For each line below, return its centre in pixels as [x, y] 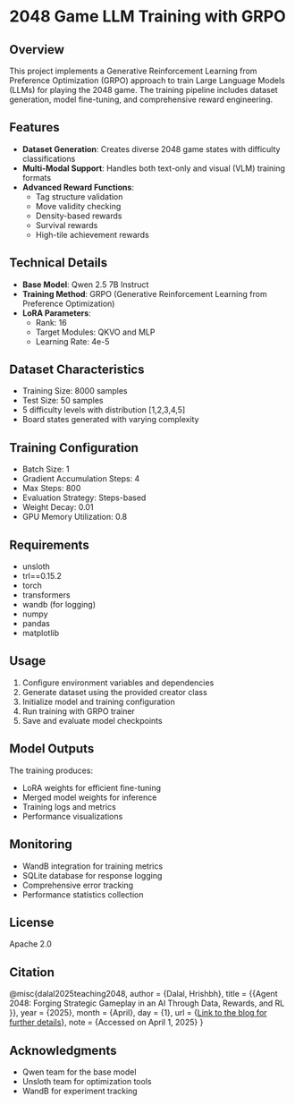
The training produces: [51, 770]
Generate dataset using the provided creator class [114, 692]
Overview [37, 50]
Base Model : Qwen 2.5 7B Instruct [85, 285]
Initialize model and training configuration [99, 701]
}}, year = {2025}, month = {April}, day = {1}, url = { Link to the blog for [138, 1013]
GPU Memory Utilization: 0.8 [75, 517]
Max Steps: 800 [51, 489]
